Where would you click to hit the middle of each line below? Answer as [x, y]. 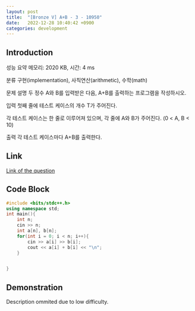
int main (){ [21, 214]
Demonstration [35, 287]
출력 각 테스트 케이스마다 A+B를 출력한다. [54, 137]
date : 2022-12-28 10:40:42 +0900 [50, 23]
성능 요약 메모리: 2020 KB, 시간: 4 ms [51, 68]
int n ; [25, 220]
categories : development [37, 28]
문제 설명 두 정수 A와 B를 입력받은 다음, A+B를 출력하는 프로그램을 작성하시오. [96, 93]
